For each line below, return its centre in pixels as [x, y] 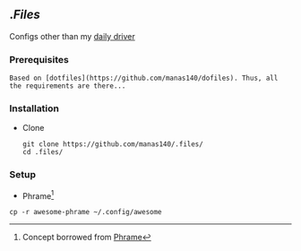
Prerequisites [39, 59]
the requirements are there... [68, 86]
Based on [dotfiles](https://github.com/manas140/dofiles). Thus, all [144, 78]
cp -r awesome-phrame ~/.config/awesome [86, 212]
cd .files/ [43, 152]
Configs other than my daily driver [73, 36]
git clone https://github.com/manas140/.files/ [112, 144]
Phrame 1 [38, 195]
